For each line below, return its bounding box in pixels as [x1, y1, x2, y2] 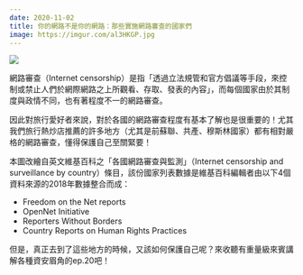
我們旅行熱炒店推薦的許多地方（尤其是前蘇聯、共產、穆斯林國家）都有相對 [9, 125, 286, 136]
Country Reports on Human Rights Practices [22, 225, 188, 236]
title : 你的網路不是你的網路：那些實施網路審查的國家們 [9, 22, 192, 31]
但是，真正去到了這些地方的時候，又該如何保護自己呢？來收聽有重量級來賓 [9, 244, 286, 255]
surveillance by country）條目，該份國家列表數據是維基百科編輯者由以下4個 [9, 168, 291, 179]
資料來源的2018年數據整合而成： [9, 179, 131, 189]
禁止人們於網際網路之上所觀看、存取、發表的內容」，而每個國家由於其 [24, 84, 282, 95]
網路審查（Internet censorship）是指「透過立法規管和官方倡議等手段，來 [9, 73, 280, 84]
